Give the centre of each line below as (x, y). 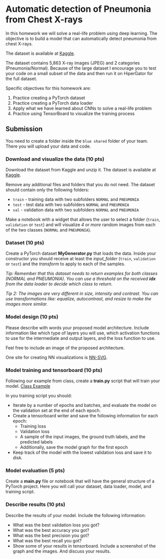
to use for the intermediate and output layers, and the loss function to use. (81, 338)
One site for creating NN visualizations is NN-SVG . (56, 357)
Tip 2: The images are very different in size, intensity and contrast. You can (82, 294)
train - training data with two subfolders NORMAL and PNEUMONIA (76, 200)
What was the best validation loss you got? (56, 525)
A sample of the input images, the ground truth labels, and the (83, 437)
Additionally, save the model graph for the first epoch (74, 447)
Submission (24, 129)
